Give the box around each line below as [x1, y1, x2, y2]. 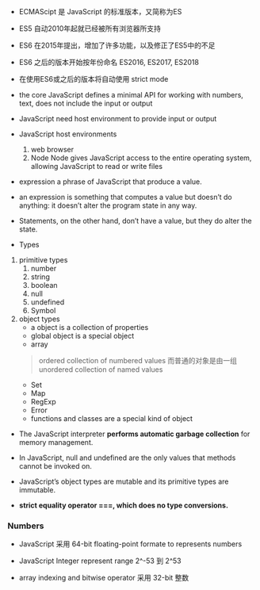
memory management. [18, 438, 94, 446]
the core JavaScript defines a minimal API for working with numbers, [18, 90, 243, 99]
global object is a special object [30, 331, 135, 340]
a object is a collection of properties [30, 323, 149, 331]
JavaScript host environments [18, 129, 117, 139]
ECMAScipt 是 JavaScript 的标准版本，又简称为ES [18, 7, 182, 16]
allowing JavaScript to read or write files [30, 162, 163, 170]
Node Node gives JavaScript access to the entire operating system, [30, 153, 252, 163]
